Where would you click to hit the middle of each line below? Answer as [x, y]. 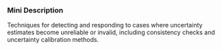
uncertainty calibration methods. [53, 40]
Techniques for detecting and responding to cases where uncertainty [105, 25]
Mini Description [35, 10]
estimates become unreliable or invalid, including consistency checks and [111, 32]
